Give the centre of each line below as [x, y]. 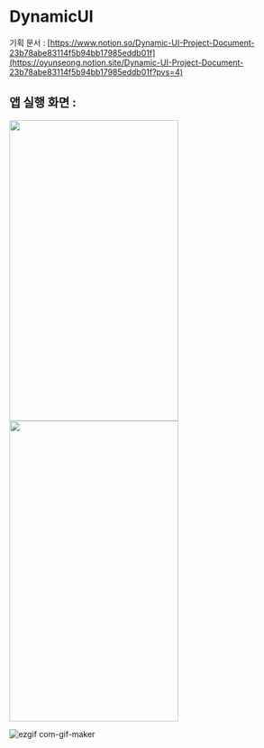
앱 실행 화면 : [43, 102]
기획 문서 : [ [30, 42]
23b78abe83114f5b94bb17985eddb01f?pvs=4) [96, 72]
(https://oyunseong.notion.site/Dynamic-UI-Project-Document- [127, 62]
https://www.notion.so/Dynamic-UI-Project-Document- [152, 42]
